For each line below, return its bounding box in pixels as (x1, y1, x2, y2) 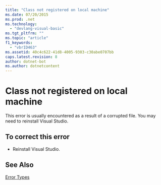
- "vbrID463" (10, 45, 37, 50)
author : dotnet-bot (5, 59, 46, 64)
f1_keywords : (5, 40, 33, 45)
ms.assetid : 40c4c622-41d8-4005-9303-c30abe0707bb (5, 49, 114, 54)
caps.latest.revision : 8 (5, 54, 58, 59)
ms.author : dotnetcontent (5, 64, 60, 69)
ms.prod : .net (5, 17, 35, 22)
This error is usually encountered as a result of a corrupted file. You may (5, 113, 156, 119)
